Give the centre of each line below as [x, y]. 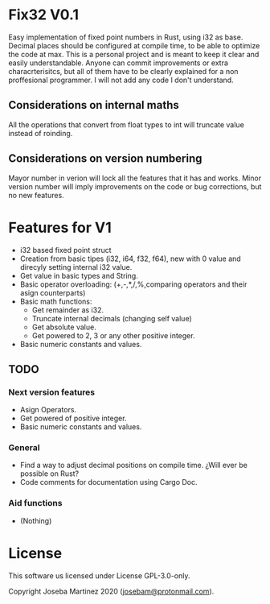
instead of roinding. [41, 133]
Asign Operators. [48, 410]
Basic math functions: [56, 301]
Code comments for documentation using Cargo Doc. [109, 482]
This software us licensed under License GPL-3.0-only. [99, 575]
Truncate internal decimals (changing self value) [112, 318]
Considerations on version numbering [105, 159]
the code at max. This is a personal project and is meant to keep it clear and [134, 54]
